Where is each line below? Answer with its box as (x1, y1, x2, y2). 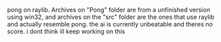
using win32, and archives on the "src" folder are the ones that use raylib (7, 13, 215, 21)
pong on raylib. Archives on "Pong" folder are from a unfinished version (7, 6, 211, 14)
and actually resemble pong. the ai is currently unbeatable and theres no (7, 20, 213, 28)
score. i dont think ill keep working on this (7, 27, 125, 35)
